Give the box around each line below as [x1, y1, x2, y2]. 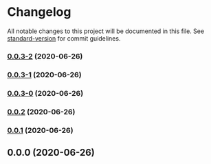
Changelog [7, 4, 71, 20]
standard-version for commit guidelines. [7, 34, 121, 42]
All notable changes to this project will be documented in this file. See [7, 27, 205, 35]
